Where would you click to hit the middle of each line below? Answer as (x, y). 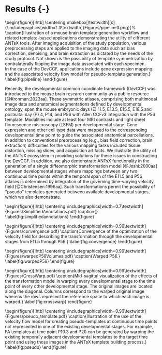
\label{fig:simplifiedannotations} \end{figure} (50, 217)
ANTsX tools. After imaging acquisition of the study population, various (76, 43)
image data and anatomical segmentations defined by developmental (74, 104)
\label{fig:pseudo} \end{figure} (36, 347)
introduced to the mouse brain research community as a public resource (77, 94)
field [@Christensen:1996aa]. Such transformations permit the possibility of (80, 186)
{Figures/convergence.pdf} (32, 231)
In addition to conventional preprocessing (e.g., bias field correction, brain (79, 140)
